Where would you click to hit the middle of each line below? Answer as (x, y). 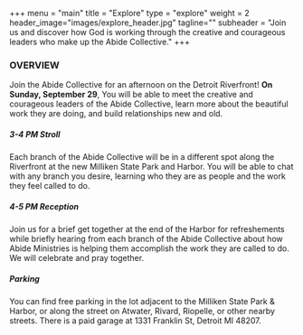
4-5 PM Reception (44, 206)
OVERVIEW (35, 65)
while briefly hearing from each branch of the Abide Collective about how (146, 239)
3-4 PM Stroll (35, 134)
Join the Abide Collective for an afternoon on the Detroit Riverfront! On (141, 85)
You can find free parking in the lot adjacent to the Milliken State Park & (142, 302)
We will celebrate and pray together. (77, 258)
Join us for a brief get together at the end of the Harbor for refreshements (147, 229)
